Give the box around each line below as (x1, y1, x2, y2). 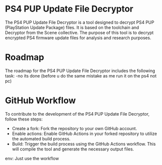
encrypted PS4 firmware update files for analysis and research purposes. (5, 35, 151, 41)
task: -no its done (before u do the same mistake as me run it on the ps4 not (5, 73, 157, 78)
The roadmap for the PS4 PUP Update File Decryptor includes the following (5, 68, 156, 74)
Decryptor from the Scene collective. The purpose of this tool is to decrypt (5, 30, 154, 35)
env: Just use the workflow (5, 155, 59, 161)
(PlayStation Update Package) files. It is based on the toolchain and (5, 24, 139, 30)
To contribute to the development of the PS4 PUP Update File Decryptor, (5, 111, 150, 117)
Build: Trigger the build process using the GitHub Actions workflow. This (12, 141, 156, 147)
